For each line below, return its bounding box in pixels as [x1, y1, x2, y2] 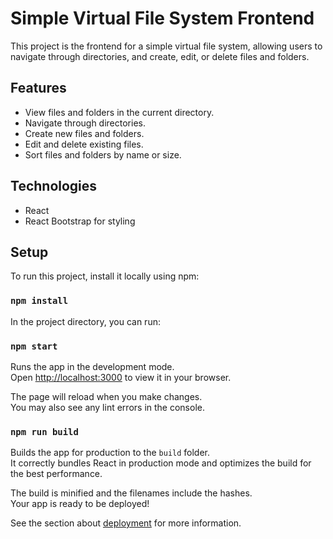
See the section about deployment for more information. [10, 517, 242, 529]
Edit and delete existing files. [24, 138, 144, 150]
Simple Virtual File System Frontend [10, 7, 315, 30]
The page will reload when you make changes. [10, 390, 203, 402]
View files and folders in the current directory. [24, 106, 215, 118]
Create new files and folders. [24, 127, 145, 139]
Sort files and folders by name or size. [24, 148, 182, 161]
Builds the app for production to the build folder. [10, 447, 211, 459]
